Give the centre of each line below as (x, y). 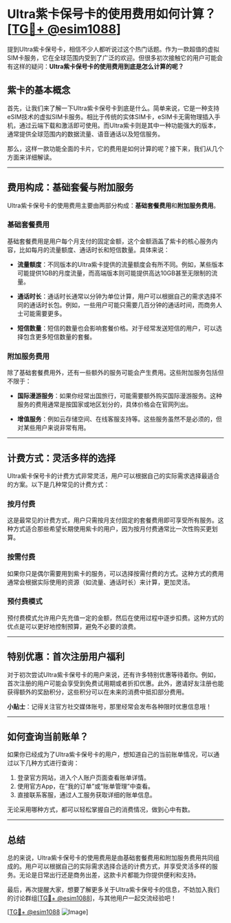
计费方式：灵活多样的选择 (61, 458)
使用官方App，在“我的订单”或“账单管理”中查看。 (86, 787)
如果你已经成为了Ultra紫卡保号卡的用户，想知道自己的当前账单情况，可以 (110, 754)
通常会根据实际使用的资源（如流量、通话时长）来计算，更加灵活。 (100, 582)
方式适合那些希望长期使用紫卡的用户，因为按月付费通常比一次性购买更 (112, 529)
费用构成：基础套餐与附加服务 (70, 188)
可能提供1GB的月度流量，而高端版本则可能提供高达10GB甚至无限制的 (114, 273)
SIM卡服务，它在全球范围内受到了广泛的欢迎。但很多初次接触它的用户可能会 (115, 58)
